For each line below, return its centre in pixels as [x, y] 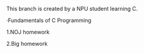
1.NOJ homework [28, 32]
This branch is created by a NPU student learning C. [72, 9]
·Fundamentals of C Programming [49, 20]
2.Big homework [27, 44]
